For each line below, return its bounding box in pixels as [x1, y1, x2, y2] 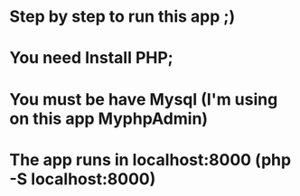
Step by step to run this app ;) [9, 6, 236, 27]
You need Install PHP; [9, 48, 173, 69]
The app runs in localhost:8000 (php [9, 149, 292, 170]
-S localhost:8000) [9, 169, 156, 189]
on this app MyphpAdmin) [9, 108, 209, 128]
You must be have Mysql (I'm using [9, 89, 278, 109]
